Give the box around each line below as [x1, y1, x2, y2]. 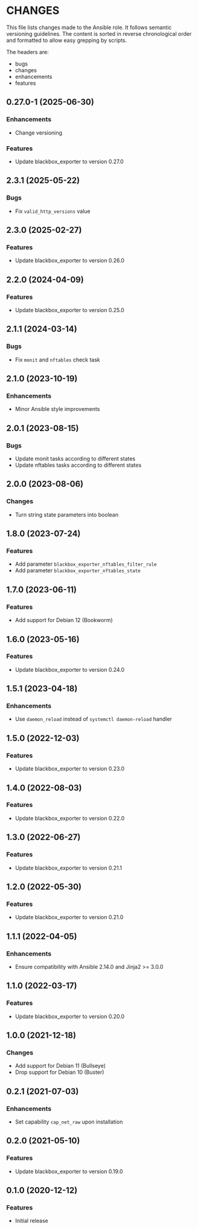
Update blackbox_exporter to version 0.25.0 [14, 306, 125, 313]
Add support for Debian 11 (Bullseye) [14, 1062, 106, 1070]
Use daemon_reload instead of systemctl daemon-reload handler [14, 715, 172, 723]
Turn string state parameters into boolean [14, 511, 119, 518]
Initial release [14, 1217, 48, 1225]
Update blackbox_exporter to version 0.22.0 [14, 814, 125, 822]
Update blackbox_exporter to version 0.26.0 [14, 257, 125, 264]
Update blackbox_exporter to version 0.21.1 [14, 864, 123, 871]
